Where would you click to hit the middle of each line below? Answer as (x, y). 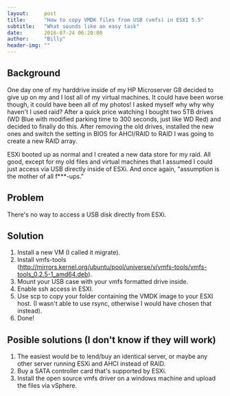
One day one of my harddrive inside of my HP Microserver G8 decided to (111, 89)
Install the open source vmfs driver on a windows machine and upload (116, 378)
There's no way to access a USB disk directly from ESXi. (87, 214)
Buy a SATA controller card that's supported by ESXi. (92, 371)
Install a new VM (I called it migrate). (69, 252)
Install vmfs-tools (42, 260)
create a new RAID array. (42, 141)
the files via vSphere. (47, 386)
